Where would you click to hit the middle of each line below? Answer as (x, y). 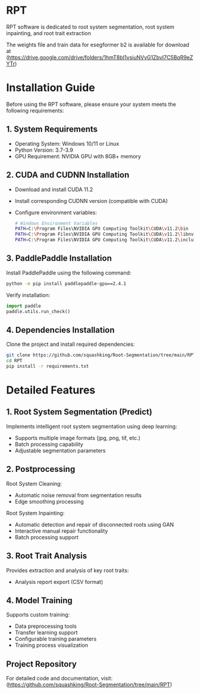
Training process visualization (51, 645)
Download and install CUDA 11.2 (54, 189)
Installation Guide (51, 88)
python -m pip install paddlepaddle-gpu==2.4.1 (66, 283)
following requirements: (35, 110)
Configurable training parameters (56, 639)
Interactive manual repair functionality (61, 531)
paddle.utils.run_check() (38, 311)
